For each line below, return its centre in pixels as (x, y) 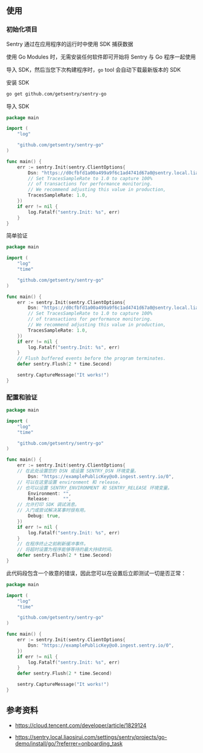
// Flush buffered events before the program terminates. (92, 358)
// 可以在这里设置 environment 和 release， (70, 482)
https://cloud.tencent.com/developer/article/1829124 (81, 725)
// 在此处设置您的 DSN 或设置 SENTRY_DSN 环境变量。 (78, 471)
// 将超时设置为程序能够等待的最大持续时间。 (66, 550)
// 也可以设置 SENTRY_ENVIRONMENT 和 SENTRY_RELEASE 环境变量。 (95, 488)
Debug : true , (44, 516)
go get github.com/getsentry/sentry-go (56, 94)
